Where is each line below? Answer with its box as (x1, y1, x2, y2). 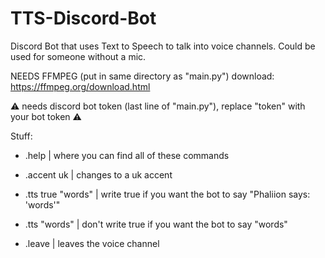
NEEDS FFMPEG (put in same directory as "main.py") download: (10, 70, 275, 82)
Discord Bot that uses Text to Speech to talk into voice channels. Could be (10, 40, 316, 52)
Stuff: (10, 130, 33, 142)
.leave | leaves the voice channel (24, 237, 160, 249)
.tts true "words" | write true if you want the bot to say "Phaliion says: (24, 188, 311, 200)
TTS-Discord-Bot (10, 7, 157, 30)
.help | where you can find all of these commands (24, 149, 230, 161)
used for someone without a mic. (10, 50, 147, 62)
